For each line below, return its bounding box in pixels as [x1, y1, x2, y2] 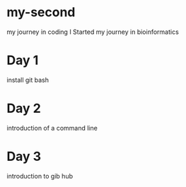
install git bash [6, 76, 50, 84]
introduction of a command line [6, 123, 98, 132]
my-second [6, 4, 76, 20]
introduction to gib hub [6, 171, 74, 180]
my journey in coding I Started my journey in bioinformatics [6, 28, 180, 36]
